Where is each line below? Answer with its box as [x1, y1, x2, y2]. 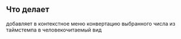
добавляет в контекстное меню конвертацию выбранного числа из [6, 20, 176, 27]
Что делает [6, 5, 50, 15]
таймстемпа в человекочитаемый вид [6, 26, 102, 33]
